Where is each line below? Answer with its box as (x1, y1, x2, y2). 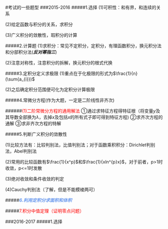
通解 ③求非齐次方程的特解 (5, 120, 61, 126)
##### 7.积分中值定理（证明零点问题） (5, 208, 85, 214)
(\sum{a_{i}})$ (5, 76, 35, 82)
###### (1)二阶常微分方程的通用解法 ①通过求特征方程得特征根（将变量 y (5, 108, 156, 114)
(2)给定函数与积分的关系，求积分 (5, 22, 73, 27)
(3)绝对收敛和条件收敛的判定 (5, 176, 64, 182)
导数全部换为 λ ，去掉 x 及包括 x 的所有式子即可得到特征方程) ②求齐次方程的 (9, 114, 163, 120)
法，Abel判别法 (5, 148, 37, 154)
